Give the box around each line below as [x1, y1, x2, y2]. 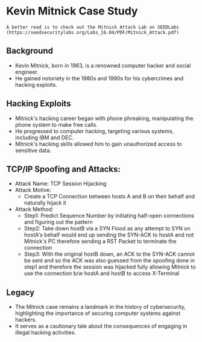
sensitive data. [14, 147, 52, 154]
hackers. [14, 316, 37, 323]
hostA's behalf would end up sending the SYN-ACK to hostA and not [24, 231, 194, 239]
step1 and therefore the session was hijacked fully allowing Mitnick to [24, 264, 196, 271]
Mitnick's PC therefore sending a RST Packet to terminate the [24, 238, 177, 245]
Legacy [6, 287, 35, 297]
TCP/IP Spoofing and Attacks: [6, 164, 121, 174]
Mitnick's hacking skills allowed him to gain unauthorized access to [14, 140, 182, 147]
